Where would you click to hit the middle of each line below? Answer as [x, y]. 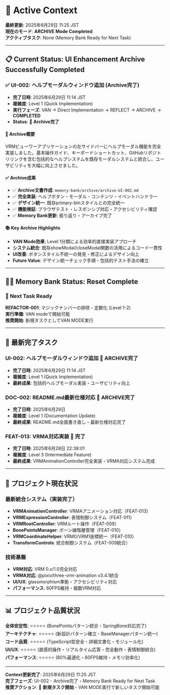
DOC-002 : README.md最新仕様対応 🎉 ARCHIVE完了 [70, 397]
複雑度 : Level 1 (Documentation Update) [54, 416]
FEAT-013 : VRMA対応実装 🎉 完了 [46, 436]
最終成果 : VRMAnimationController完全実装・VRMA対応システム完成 [84, 461]
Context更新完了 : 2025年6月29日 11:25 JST [51, 674]
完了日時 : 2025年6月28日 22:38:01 [49, 449]
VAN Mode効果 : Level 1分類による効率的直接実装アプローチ [74, 242]
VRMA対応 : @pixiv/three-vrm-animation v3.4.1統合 [66, 575]
